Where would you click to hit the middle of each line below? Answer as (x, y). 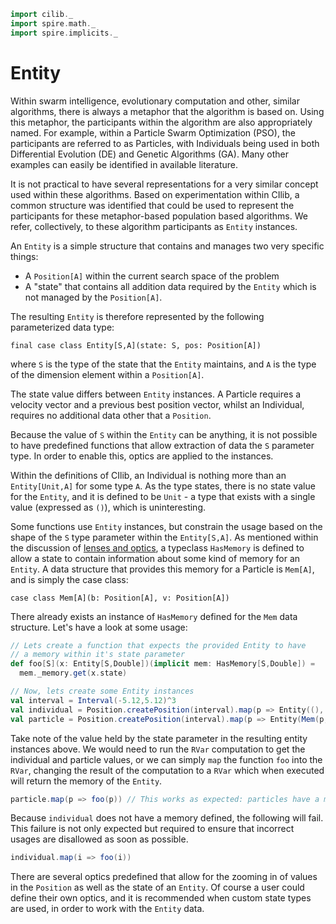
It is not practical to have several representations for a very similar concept (164, 184)
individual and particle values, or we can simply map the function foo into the (166, 759)
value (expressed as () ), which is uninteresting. (108, 507)
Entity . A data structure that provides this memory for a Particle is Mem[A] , (162, 569)
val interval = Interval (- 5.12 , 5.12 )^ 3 (93, 700)
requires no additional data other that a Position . (111, 415)
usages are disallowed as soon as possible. (99, 839)
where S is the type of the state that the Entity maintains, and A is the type (163, 364)
